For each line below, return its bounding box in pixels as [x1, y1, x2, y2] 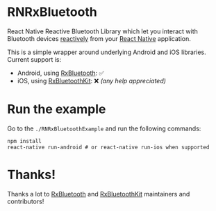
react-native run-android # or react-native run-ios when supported [7, 144, 210, 151]
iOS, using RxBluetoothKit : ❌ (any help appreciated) [17, 76, 167, 85]
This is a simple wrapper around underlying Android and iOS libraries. [7, 48, 206, 56]
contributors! [7, 197, 44, 205]
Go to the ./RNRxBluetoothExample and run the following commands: [7, 124, 201, 133]
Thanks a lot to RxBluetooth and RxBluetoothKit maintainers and [7, 189, 190, 198]
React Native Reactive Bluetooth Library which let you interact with [7, 27, 198, 35]
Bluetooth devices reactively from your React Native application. [7, 34, 191, 42]
